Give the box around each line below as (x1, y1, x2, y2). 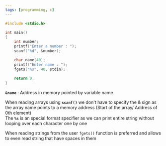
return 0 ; (14, 76, 35, 81)
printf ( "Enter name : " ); (14, 62, 68, 67)
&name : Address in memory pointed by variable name (5, 90, 113, 96)
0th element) (5, 110, 31, 116)
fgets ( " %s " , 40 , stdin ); (14, 67, 66, 72)
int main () (5, 30, 28, 35)
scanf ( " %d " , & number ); (14, 48, 61, 53)
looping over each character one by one (5, 121, 87, 127)
